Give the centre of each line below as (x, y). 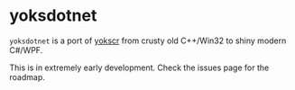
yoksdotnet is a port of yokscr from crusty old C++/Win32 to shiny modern (148, 40)
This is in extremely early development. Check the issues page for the (139, 67)
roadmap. (27, 76)
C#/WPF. (26, 49)
